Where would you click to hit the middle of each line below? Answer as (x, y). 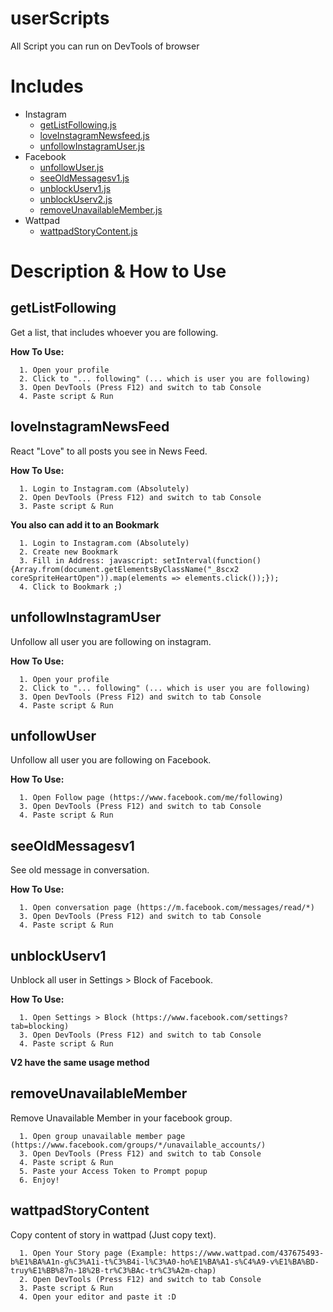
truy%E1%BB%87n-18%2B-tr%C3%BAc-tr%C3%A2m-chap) (113, 1270)
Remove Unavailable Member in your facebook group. (121, 1118)
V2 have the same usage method (80, 1062)
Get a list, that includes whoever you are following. (114, 332)
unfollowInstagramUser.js (92, 146)
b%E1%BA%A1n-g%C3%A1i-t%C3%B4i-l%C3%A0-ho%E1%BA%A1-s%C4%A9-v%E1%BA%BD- (165, 1262)
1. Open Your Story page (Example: (93, 1253)
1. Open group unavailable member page (102, 1136)
